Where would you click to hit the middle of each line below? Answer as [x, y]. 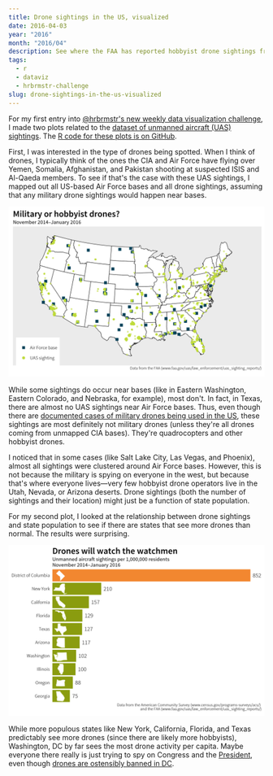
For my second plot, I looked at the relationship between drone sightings [130, 517]
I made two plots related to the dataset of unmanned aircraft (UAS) [120, 127]
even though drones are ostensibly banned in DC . [91, 763]
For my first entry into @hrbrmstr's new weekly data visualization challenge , [136, 119]
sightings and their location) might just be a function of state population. [129, 501]
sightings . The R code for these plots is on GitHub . [93, 136]
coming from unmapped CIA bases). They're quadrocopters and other [126, 433]
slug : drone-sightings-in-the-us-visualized [85, 94]
